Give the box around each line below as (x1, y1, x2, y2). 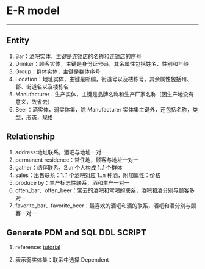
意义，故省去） (15, 98, 53, 106)
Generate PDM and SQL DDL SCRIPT (6, 227, 146, 238)
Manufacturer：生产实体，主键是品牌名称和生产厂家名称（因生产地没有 (15, 90, 194, 98)
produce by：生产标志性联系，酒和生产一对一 (15, 179, 130, 186)
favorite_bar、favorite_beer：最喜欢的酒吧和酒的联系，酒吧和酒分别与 (15, 202, 191, 209)
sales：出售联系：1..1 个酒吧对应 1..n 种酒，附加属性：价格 (15, 171, 161, 179)
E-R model (6, 4, 60, 18)
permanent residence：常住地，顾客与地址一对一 (15, 156, 139, 163)
